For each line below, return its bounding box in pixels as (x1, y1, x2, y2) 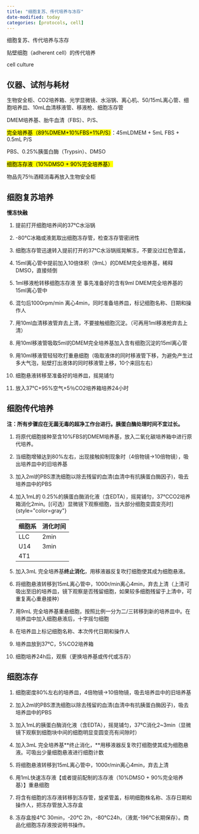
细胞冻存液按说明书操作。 (25, 821, 88, 828)
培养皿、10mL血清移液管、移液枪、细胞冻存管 (11, 104, 124, 111)
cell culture (7, 61, 34, 68)
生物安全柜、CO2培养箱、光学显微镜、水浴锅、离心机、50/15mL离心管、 (7, 97, 184, 104)
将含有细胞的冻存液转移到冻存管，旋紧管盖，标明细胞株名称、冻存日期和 (15, 794, 192, 801)
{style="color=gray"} (15, 507, 67, 514)
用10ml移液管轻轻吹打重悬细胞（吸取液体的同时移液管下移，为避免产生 (15, 352, 188, 359)
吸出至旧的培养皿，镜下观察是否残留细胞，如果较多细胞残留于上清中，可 (15, 588, 192, 595)
